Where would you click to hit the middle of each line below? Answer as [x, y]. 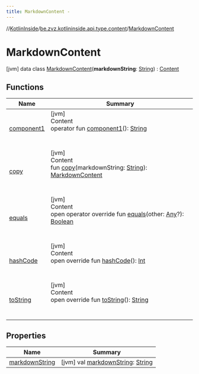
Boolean [62, 222]
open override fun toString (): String [99, 300]
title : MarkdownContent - [38, 12]
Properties [26, 335]
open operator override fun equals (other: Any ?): [117, 214]
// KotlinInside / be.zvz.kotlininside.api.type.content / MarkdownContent [90, 28]
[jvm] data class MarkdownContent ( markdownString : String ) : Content [93, 69]
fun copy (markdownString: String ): [99, 168]
